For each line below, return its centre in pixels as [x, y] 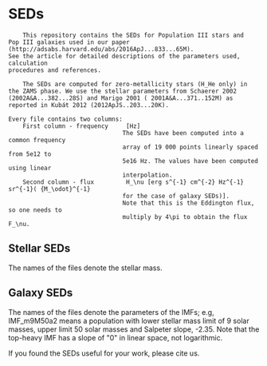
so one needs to [35, 210]
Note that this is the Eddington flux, [188, 203]
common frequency [37, 140]
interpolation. [147, 175]
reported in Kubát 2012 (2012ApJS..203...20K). [89, 105]
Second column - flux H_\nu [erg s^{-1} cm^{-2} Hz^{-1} [133, 182]
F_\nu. [19, 224]
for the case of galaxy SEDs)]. [176, 196]
